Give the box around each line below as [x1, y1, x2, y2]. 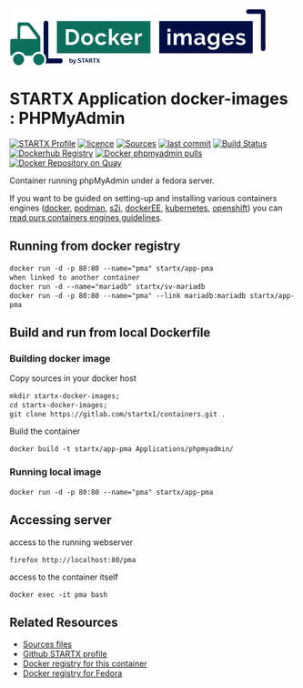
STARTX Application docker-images [9, 88, 288, 109]
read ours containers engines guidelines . [9, 211, 163, 222]
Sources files [22, 639, 73, 650]
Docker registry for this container [22, 658, 147, 669]
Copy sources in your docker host [9, 373, 136, 384]
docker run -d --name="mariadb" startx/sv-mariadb [9, 282, 206, 291]
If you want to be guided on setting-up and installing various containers [9, 192, 278, 203]
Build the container [9, 426, 80, 436]
